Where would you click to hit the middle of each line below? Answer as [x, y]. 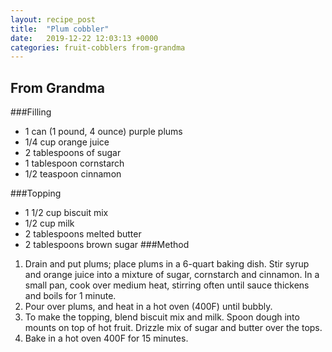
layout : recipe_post [53, 19]
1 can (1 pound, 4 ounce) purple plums [103, 132]
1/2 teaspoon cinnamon [73, 174]
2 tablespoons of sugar [73, 153]
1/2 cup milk [49, 223]
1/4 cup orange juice [67, 142]
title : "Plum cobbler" [60, 29]
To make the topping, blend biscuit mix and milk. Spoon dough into [162, 317]
